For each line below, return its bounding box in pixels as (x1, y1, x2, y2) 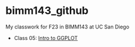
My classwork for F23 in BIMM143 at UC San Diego (5, 23, 130, 30)
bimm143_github (5, 4, 89, 17)
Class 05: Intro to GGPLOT (14, 34, 78, 41)
